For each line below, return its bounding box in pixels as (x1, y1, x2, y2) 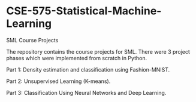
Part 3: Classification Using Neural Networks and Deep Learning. (6, 89, 167, 96)
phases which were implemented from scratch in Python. (6, 54, 147, 61)
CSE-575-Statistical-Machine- (6, 4, 162, 18)
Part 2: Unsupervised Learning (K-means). (6, 78, 111, 85)
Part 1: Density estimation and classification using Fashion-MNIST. (6, 66, 170, 73)
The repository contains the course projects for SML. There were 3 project (6, 48, 191, 55)
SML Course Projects (6, 36, 59, 44)
